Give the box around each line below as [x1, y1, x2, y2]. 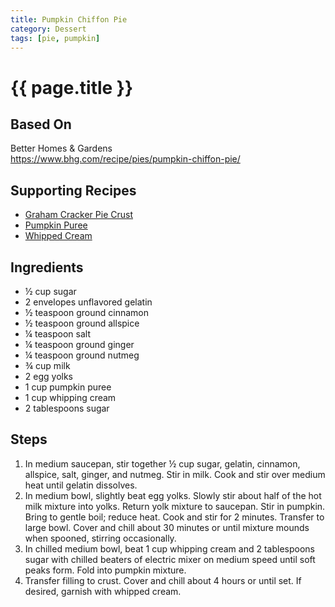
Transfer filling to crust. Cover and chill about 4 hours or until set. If [24, 574, 302, 586]
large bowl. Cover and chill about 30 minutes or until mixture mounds [24, 521, 310, 533]
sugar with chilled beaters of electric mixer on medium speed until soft [24, 553, 316, 565]
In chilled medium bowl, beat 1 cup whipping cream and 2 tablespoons [24, 542, 315, 555]
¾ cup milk [24, 360, 71, 371]
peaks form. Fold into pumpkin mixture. [24, 564, 187, 576]
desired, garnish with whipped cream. [24, 585, 182, 597]
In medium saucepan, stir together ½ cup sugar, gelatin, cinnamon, [24, 457, 301, 470]
